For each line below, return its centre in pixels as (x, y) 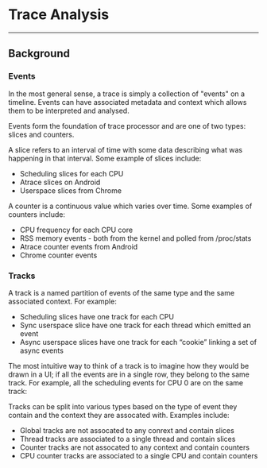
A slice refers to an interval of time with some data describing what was (126, 149)
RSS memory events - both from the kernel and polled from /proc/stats (135, 238)
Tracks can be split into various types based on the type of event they (123, 406)
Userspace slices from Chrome (70, 190)
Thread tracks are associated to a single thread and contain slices (128, 439)
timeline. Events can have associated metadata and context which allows (128, 102)
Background (39, 54)
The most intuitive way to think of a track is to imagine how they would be (129, 366)
